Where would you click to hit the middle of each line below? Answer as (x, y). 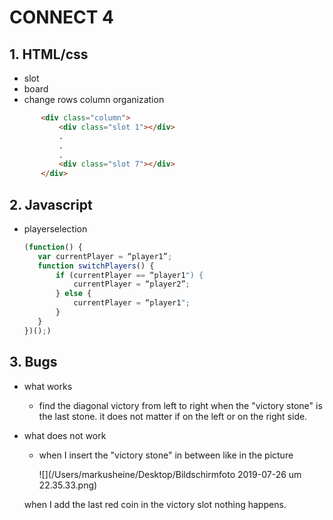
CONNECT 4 (61, 17)
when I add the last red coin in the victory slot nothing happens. (155, 504)
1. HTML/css (49, 54)
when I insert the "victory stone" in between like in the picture (166, 455)
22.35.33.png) (68, 485)
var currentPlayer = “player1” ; (105, 256)
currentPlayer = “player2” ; (132, 284)
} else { (73, 294)
